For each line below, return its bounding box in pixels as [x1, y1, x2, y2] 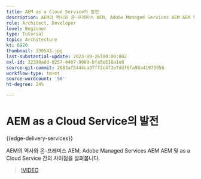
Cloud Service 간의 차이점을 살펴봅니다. [6, 154, 100, 162]
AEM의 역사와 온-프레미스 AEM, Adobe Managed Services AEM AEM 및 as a [6, 147, 190, 154]
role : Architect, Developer [6, 20, 77, 26]
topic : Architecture [6, 37, 58, 43]
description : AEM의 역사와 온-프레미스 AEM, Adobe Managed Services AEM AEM [6, 14, 191, 20]
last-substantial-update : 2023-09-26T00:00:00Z [6, 53, 127, 59]
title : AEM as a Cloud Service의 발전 [6, 8, 99, 15]
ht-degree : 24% [6, 82, 44, 88]
